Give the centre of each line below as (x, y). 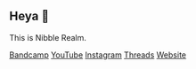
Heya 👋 (29, 16)
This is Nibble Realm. (48, 37)
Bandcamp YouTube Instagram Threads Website (98, 55)
